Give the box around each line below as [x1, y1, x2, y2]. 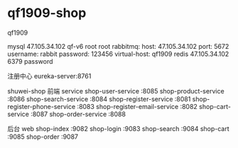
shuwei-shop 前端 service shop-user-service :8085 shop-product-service [7, 86, 225, 95]
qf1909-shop [7, 5, 87, 21]
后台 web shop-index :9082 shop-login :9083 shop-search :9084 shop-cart [7, 124, 229, 132]
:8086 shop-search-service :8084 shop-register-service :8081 [7, 94, 191, 103]
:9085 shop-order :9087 [7, 132, 79, 141]
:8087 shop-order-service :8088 [31, 110, 126, 118]
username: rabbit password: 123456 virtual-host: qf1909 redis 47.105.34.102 [7, 50, 229, 58]
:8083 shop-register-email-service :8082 [77, 102, 198, 110]
